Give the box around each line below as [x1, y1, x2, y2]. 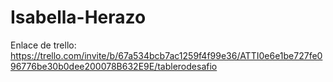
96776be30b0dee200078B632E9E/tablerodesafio [10, 60, 218, 72]
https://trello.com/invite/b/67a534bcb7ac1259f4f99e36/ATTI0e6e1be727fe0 [10, 49, 323, 61]
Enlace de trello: [10, 39, 77, 51]
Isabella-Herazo [10, 6, 147, 29]
